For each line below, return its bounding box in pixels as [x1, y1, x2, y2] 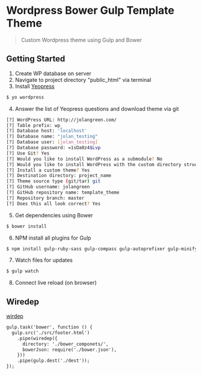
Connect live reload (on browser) [14, 279, 97, 287]
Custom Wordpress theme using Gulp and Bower [20, 36, 142, 43]
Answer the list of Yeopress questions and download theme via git [14, 105, 179, 112]
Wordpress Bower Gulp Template [6, 4, 174, 17]
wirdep [6, 312, 24, 320]
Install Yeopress [14, 82, 55, 90]
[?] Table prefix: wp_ [6, 122, 63, 128]
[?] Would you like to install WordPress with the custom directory [6, 161, 182, 167]
